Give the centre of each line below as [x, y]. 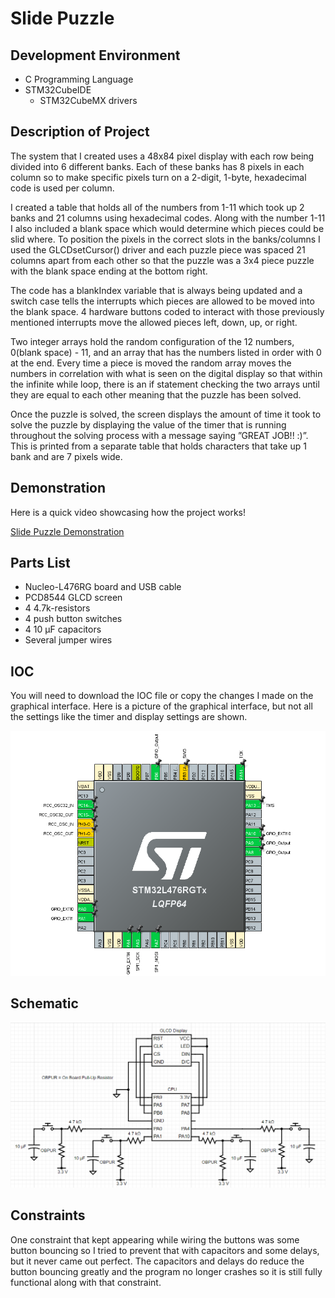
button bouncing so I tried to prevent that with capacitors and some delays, [165, 1250]
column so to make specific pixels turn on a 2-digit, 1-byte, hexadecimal [158, 177]
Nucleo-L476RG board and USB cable [103, 587]
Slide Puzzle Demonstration [67, 531]
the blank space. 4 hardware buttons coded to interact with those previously [167, 311]
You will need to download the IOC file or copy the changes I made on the [162, 696]
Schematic [44, 1003]
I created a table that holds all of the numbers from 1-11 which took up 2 [157, 207]
